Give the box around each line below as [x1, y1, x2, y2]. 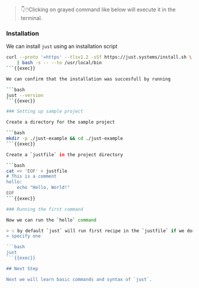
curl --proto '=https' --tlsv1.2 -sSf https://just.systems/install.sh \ [6, 54, 192, 61]
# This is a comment [6, 173, 57, 179]
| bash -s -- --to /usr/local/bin [17, 60, 102, 66]
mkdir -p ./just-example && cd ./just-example [6, 135, 123, 142]
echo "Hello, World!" [17, 185, 70, 191]
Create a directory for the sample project [6, 119, 115, 125]
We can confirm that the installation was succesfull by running [6, 76, 171, 82]
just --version [6, 92, 44, 98]
